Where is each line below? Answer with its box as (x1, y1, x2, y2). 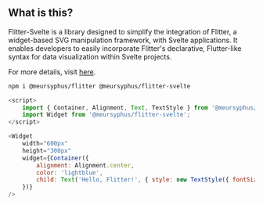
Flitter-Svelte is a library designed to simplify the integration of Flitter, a (8, 27, 237, 36)
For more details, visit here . (8, 67, 96, 77)
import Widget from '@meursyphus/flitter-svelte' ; (22, 111, 191, 119)
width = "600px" (22, 140, 68, 148)
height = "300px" (22, 146, 72, 155)
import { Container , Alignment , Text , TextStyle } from (22, 103, 209, 112)
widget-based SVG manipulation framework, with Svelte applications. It (8, 35, 238, 45)
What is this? (8, 6, 74, 20)
